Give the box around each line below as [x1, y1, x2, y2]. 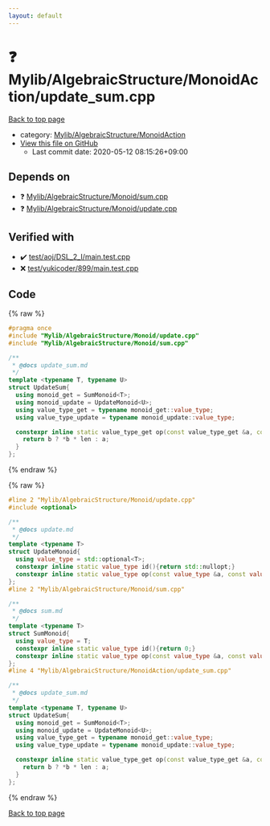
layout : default [8, 11, 63, 20]
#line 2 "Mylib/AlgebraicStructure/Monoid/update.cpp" [8, 496, 196, 504]
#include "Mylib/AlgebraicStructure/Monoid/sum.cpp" [8, 339, 189, 347]
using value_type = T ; [15, 636, 92, 645]
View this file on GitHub [19, 138, 99, 148]
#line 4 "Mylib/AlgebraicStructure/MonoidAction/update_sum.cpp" [8, 667, 231, 675]
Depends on [8, 170, 71, 183]
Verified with [8, 230, 75, 243]
